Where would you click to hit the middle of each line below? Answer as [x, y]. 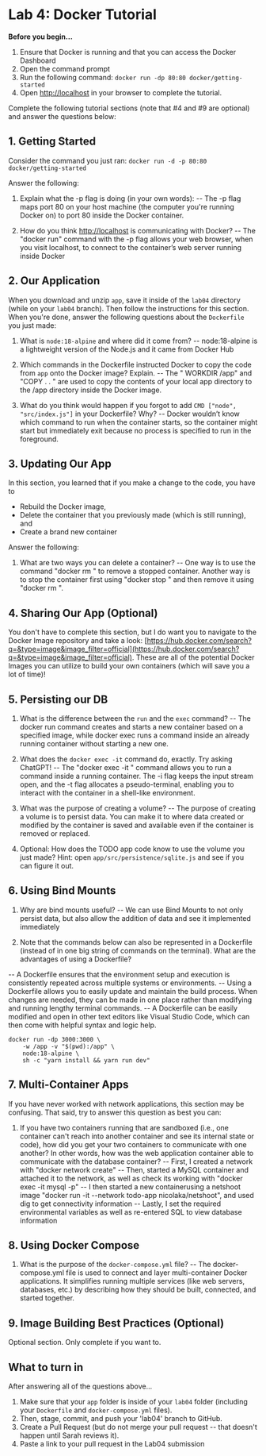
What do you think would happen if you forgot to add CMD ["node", [128, 405]
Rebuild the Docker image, [63, 507]
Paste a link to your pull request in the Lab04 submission [112, 1444]
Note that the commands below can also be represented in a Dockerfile [136, 942]
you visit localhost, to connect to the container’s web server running [131, 247]
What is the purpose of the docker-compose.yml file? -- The [115, 1265]
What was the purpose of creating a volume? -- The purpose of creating [137, 808]
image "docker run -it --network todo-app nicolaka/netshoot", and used [137, 1195]
